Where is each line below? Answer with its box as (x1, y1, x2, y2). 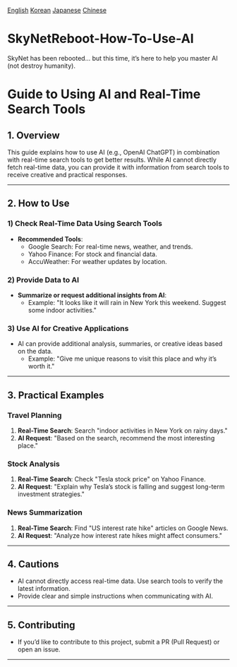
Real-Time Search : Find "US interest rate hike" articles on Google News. (17, 524, 229, 532)
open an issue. (17, 645, 61, 654)
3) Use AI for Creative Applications (7, 323, 129, 333)
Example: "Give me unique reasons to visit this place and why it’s (28, 354, 217, 363)
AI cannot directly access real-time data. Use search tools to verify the (17, 577, 224, 585)
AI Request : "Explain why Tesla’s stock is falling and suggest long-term (17, 483, 225, 491)
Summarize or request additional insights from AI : (17, 291, 167, 299)
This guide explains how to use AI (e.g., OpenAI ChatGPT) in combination (7, 148, 220, 156)
